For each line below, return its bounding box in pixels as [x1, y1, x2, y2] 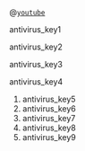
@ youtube [9, 7, 46, 17]
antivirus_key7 [21, 113, 76, 123]
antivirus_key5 [21, 93, 76, 104]
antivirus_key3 [9, 59, 63, 69]
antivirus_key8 [21, 122, 76, 133]
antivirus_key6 [21, 103, 76, 114]
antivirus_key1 [9, 24, 61, 34]
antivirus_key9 [21, 132, 76, 142]
